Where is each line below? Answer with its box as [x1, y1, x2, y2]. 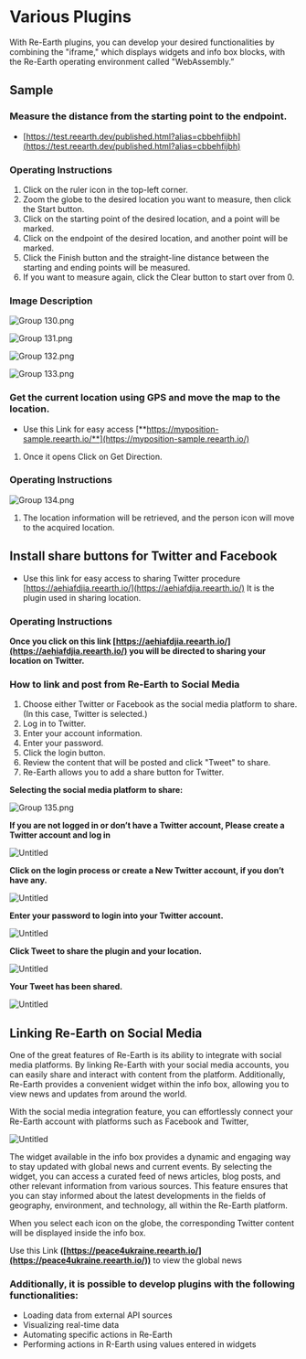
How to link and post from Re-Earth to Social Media [9, 678, 240, 690]
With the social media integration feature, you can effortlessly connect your [9, 1107, 294, 1118]
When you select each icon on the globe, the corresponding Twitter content [9, 1218, 295, 1229]
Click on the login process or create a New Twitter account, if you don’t [9, 865, 285, 876]
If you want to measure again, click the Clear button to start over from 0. [22, 272, 295, 283]
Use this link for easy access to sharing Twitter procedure [22, 572, 240, 583]
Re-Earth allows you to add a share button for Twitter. [22, 766, 225, 778]
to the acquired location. [22, 521, 115, 532]
